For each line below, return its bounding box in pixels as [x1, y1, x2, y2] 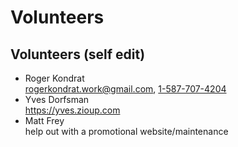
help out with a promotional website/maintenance [24, 126, 229, 137]
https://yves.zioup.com [24, 104, 121, 116]
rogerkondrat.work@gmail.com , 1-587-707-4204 [24, 83, 227, 95]
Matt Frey [24, 115, 65, 126]
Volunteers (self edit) [10, 46, 146, 63]
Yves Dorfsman [24, 94, 90, 105]
